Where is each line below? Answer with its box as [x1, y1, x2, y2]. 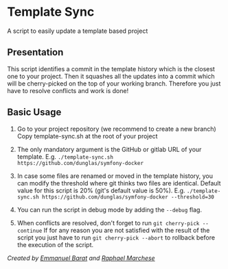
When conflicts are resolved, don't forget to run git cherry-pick [16, 218, 200, 227]
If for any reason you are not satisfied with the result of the [43, 226, 210, 234]
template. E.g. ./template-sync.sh [16, 152, 113, 161]
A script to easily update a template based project [7, 27, 148, 35]
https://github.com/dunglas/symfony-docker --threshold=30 [42, 193, 214, 201]
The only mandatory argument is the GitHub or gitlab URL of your [16, 145, 202, 153]
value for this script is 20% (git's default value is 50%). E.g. [16, 186, 185, 194]
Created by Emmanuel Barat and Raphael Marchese [7, 254, 156, 262]
